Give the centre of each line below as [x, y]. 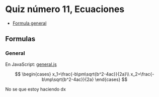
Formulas [20, 39]
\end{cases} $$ [111, 79]
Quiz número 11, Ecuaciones [65, 9]
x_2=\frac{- [142, 74]
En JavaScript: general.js [31, 64]
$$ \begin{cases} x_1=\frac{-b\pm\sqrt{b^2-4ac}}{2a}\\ [72, 74]
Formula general [29, 23]
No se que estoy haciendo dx [36, 89]
